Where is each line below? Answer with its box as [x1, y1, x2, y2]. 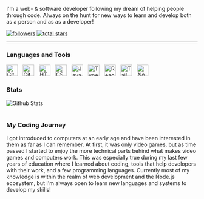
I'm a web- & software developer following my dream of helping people [6, 5, 184, 12]
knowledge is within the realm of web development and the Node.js [6, 173, 175, 181]
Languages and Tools [6, 50, 71, 59]
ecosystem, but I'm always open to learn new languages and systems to [6, 180, 187, 187]
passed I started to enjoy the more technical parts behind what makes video [6, 147, 196, 155]
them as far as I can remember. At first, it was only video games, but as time [6, 141, 197, 148]
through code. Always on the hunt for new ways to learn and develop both [6, 12, 192, 19]
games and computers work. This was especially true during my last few [6, 154, 188, 161]
